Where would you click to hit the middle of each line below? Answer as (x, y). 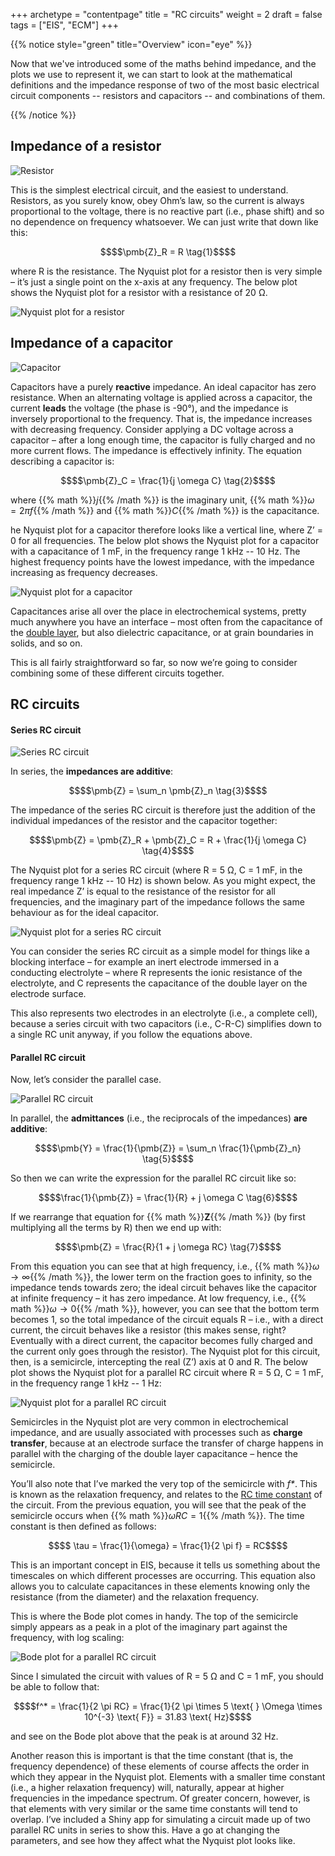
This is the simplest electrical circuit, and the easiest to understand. (149, 190)
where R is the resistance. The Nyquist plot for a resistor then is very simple (166, 271)
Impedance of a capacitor (91, 343)
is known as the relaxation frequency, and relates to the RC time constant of (166, 1495)
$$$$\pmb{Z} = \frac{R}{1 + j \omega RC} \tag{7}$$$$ (168, 1247)
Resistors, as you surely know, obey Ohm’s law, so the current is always (157, 200)
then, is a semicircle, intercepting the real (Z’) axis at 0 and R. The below (159, 1362)
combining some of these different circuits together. (117, 673)
